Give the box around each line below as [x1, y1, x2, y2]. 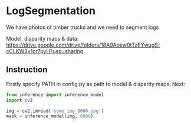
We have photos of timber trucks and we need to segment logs [6, 24, 159, 31]
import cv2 [6, 97, 33, 103]
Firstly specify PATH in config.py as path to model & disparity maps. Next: [6, 80, 186, 87]
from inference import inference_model [6, 91, 104, 98]
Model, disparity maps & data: [6, 35, 79, 42]
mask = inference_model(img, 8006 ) [6, 113, 94, 119]
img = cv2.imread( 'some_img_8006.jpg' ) [6, 108, 104, 114]
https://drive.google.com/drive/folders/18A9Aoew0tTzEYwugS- [6, 41, 161, 48]
